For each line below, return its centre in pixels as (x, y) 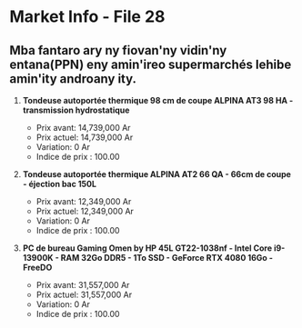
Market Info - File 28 (87, 17)
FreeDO (37, 267)
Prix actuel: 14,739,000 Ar (85, 137)
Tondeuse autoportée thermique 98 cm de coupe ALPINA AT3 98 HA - (158, 100)
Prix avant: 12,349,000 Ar (84, 201)
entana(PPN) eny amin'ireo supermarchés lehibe (151, 64)
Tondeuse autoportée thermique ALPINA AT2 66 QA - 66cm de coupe (156, 174)
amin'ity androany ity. (73, 79)
